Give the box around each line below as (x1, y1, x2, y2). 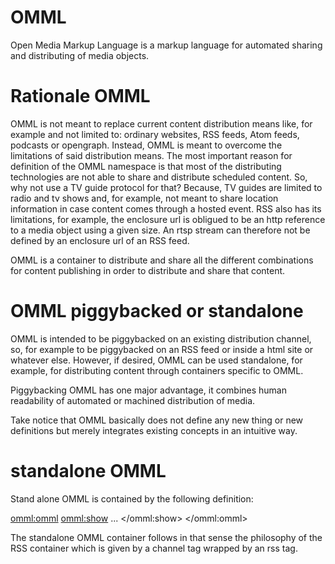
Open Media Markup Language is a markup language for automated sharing (10, 39, 323, 51)
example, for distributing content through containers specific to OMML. (10, 364, 304, 376)
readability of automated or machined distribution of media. (10, 394, 256, 406)
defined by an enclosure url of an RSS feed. (10, 234, 190, 246)
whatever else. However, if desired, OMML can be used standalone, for (10, 354, 303, 366)
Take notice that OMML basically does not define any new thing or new (10, 414, 304, 426)
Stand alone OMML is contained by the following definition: (10, 492, 254, 505)
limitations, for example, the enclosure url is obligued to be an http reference (10, 213, 326, 225)
